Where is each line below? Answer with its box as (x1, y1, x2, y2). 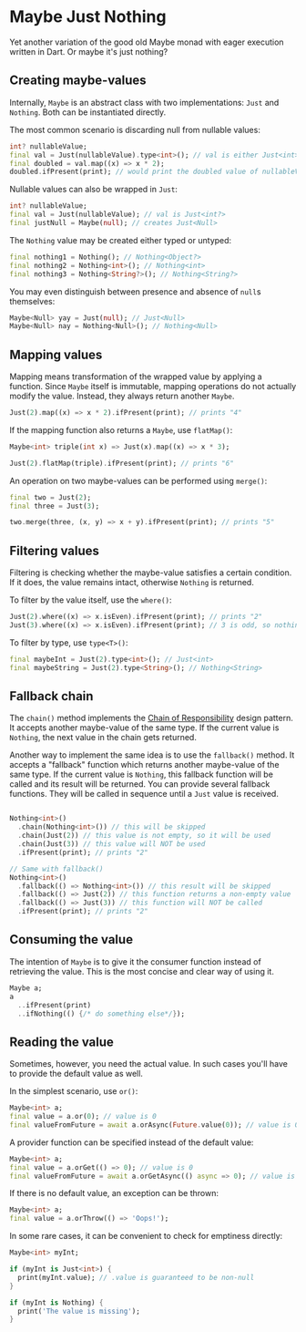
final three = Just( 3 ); (9, 501, 100, 511)
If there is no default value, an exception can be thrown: (9, 1188, 219, 1199)
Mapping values (9, 346, 103, 362)
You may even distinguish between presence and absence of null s (9, 285, 261, 297)
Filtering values (9, 542, 100, 558)
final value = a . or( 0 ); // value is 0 (9, 1112, 157, 1121)
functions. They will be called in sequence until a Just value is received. (9, 789, 280, 800)
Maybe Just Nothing (9, 6, 167, 27)
